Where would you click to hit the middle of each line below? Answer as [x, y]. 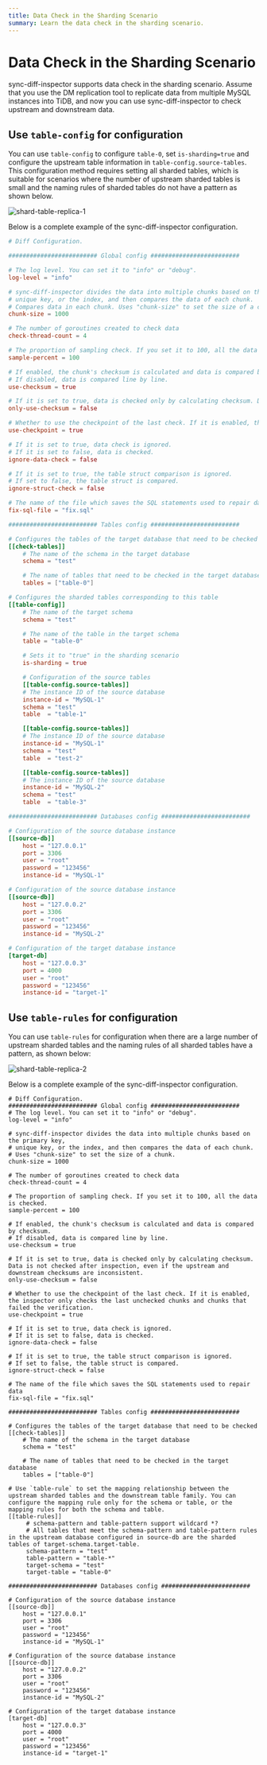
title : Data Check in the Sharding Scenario [83, 16]
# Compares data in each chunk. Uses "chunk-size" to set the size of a [131, 307]
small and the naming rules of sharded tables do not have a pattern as [123, 188]
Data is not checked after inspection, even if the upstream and [118, 1266]
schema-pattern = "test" [67, 1552]
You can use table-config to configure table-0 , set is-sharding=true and [129, 154]
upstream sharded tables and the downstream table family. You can [122, 1496]
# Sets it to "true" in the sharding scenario [101, 656]
